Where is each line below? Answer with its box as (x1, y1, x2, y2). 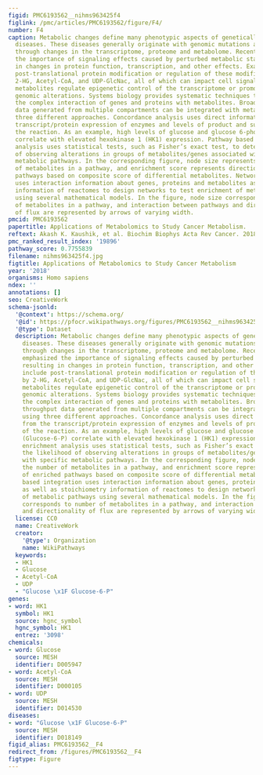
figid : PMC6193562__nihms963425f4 (8, 11, 121, 20)
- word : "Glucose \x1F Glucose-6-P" (8, 719, 128, 726)
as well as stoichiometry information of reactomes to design (22, 486, 229, 493)
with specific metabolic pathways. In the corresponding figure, (22, 457, 240, 464)
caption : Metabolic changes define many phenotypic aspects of (8, 33, 219, 42)
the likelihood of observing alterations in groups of (22, 449, 205, 457)
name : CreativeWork (15, 522, 79, 530)
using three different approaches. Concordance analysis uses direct (22, 413, 254, 420)
